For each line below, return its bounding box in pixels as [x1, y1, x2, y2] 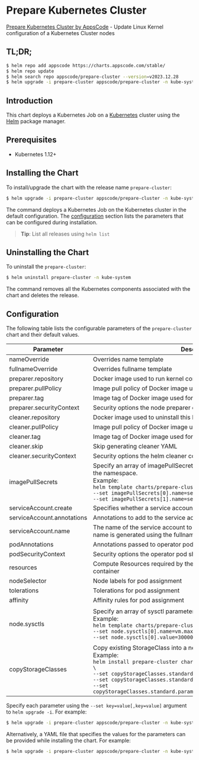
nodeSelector [9, 577, 47, 585]
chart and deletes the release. [6, 292, 79, 299]
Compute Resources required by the [92, 560, 194, 568]
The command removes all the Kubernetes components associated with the [6, 285, 191, 293]
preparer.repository [9, 375, 63, 383]
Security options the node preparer [92, 404, 191, 412]
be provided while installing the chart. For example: [6, 737, 131, 744]
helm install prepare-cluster [92, 658, 178, 665]
